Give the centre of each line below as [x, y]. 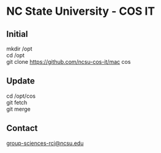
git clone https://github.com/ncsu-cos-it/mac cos [69, 62]
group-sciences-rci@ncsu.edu [45, 143]
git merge [18, 109]
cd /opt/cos [21, 96]
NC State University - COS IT [80, 11]
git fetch [17, 102]
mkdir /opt [19, 49]
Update [21, 81]
